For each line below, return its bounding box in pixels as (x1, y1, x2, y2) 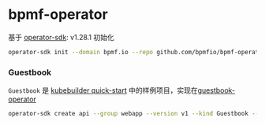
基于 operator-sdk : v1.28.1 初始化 (8, 32, 114, 42)
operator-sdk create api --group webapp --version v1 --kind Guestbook (8, 110, 248, 118)
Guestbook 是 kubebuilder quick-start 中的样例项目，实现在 (8, 86, 199, 95)
